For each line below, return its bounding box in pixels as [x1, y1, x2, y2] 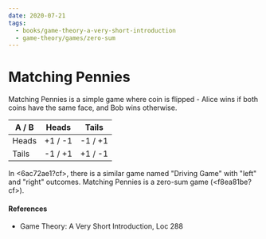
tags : [8, 19, 26, 27]
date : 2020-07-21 [8, 11, 66, 20]
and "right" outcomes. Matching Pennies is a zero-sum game [8, 177, 209, 187]
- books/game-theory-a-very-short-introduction [15, 26, 177, 34]
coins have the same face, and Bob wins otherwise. [8, 103, 178, 112]
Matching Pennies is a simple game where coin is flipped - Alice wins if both [8, 95, 259, 104]
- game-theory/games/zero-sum [15, 33, 115, 42]
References [8, 204, 48, 214]
